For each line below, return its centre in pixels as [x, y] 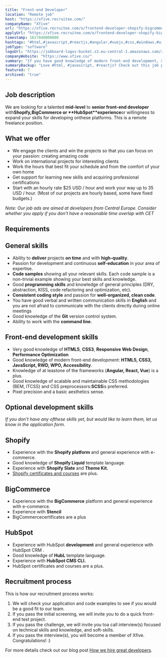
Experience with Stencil [37, 511]
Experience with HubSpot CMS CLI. [49, 560]
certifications [26, 182]
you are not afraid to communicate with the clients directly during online [86, 305]
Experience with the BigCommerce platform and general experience [82, 501]
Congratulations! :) [31, 640]
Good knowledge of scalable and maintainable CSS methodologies [81, 381]
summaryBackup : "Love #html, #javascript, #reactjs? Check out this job [82, 65]
